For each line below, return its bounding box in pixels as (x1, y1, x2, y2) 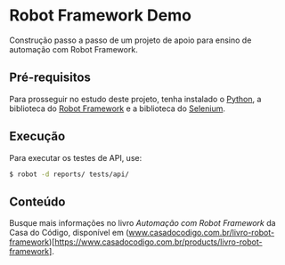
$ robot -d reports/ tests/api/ (9, 170, 129, 179)
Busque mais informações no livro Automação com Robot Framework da (9, 218, 276, 229)
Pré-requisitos (9, 70, 92, 85)
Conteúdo (9, 194, 66, 209)
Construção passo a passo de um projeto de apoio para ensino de (9, 35, 252, 45)
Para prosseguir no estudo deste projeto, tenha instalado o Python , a (9, 93, 262, 104)
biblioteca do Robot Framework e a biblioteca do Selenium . (9, 103, 225, 114)
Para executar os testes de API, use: (9, 152, 142, 163)
